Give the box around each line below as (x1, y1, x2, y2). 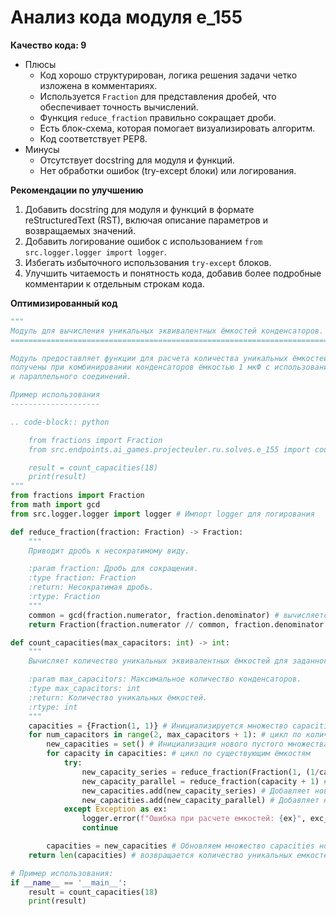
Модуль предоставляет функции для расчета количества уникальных (10, 353, 288, 363)
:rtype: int (28, 702, 78, 712)
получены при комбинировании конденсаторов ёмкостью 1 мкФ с (10, 362, 271, 373)
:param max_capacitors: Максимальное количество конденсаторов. (28, 674, 302, 685)
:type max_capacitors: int (28, 684, 141, 694)
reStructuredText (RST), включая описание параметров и (24, 214, 268, 226)
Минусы (24, 143, 60, 155)
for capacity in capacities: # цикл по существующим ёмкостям (46, 749, 311, 759)
